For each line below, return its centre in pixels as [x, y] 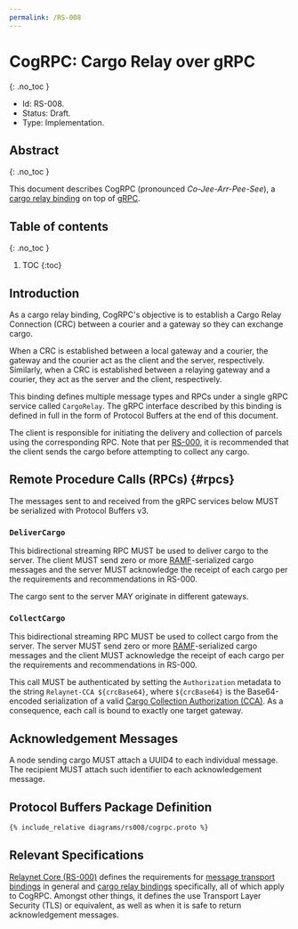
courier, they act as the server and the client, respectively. [116, 379]
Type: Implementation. [63, 122]
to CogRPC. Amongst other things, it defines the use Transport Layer [135, 895]
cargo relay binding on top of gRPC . [75, 199]
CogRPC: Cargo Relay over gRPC [133, 61]
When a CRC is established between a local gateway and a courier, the [139, 351]
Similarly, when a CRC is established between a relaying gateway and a [140, 370]
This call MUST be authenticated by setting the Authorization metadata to [145, 682]
